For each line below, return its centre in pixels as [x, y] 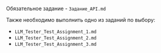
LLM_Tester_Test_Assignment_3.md [56, 44]
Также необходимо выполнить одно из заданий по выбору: [81, 20]
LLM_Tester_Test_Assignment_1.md [56, 32]
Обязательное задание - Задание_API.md [56, 9]
